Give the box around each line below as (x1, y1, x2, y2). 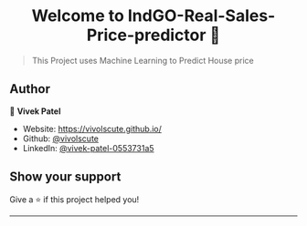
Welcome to (31, 5, 125, 26)
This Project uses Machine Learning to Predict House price (31, 55, 254, 66)
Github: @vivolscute (22, 133, 99, 144)
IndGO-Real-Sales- (127, 5, 276, 26)
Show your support (9, 169, 122, 185)
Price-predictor (86, 25, 206, 46)
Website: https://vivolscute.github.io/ (22, 123, 162, 134)
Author (9, 81, 50, 97)
